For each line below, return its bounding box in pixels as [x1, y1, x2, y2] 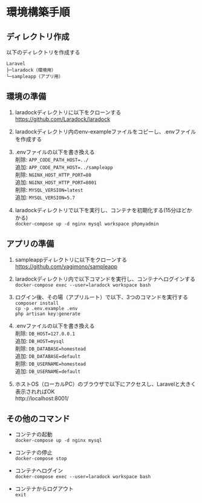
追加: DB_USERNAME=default [15, 367, 80, 375]
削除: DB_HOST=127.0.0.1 [15, 329, 76, 337]
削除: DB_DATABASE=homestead [15, 345, 86, 352]
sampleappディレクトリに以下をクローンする [15, 256, 127, 263]
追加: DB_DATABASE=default [15, 352, 80, 360]
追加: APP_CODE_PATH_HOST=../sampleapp [15, 163, 113, 170]
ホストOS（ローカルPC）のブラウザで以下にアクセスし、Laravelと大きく [15, 380, 197, 388]
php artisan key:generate [15, 311, 80, 317]
